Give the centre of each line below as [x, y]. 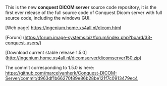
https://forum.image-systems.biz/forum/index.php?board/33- [88, 37]
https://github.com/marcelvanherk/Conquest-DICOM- [61, 73]
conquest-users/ [23, 43]
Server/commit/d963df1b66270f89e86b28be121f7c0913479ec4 [72, 78]
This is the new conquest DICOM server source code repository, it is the [81, 7]
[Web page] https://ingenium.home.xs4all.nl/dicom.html [63, 28]
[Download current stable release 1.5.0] [46, 53]
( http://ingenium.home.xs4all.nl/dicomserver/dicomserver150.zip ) [73, 58]
